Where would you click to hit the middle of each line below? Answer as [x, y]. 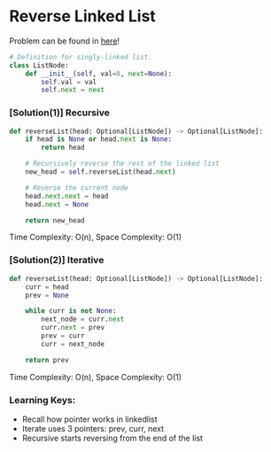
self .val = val [69, 82]
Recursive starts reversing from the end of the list [112, 438]
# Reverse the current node [77, 188]
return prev [47, 360]
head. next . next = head [67, 196]
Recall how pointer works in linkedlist [89, 419]
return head [63, 148]
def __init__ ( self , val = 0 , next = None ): [99, 74]
